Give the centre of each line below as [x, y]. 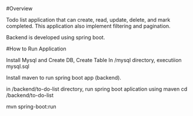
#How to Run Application [36, 49]
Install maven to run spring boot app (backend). [64, 78]
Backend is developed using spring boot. [56, 37]
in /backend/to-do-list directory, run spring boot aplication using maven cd [97, 89]
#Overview [19, 8]
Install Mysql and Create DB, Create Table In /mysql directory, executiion [94, 60]
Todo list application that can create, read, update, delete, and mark [88, 20]
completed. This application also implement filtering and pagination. [88, 26]
